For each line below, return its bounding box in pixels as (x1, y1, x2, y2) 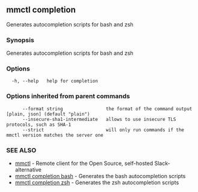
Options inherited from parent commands (6, 92, 131, 101)
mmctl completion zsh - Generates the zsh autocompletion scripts (14, 179, 179, 186)
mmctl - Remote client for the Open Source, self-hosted (14, 159, 153, 167)
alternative (14, 166, 42, 173)
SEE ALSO (6, 146, 37, 154)
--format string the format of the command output (22, 105, 193, 112)
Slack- (154, 159, 170, 167)
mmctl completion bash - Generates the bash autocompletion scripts (14, 173, 186, 179)
